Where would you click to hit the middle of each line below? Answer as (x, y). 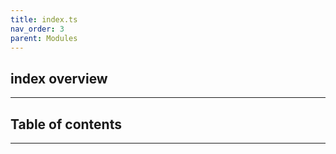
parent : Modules (44, 38)
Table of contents (66, 124)
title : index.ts (44, 19)
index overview (59, 78)
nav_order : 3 (37, 29)
